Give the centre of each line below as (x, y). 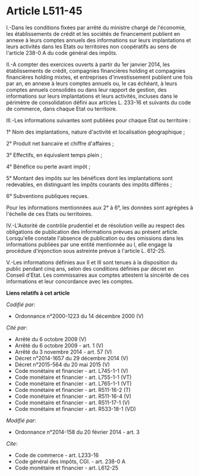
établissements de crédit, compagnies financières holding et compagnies (96, 70)
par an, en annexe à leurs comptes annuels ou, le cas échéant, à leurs (92, 83)
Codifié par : (21, 304)
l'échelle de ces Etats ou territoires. (50, 214)
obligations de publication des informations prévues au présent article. (93, 231)
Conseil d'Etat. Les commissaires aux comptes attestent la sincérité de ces (98, 275)
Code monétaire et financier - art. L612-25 (67, 468)
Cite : (12, 443)
